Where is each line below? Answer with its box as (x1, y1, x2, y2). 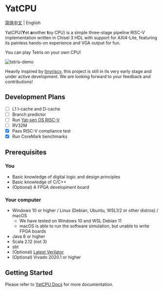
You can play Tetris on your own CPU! (5, 49, 81, 55)
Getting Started (5, 269, 53, 277)
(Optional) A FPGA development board (12, 184, 90, 190)
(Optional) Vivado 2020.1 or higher (12, 254, 81, 260)
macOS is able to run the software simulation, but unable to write (19, 223, 149, 229)
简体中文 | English (5, 20, 41, 25)
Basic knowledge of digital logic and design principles (12, 174, 121, 180)
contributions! (5, 79, 33, 85)
